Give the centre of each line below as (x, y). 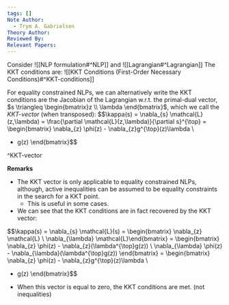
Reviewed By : (26, 39)
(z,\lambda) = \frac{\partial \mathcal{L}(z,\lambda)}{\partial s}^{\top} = (107, 121)
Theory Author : (29, 32)
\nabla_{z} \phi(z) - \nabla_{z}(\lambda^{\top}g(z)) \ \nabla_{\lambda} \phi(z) (115, 246)
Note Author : (26, 20)
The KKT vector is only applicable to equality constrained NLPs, (107, 182)
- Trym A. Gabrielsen (44, 26)
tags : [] (19, 13)
